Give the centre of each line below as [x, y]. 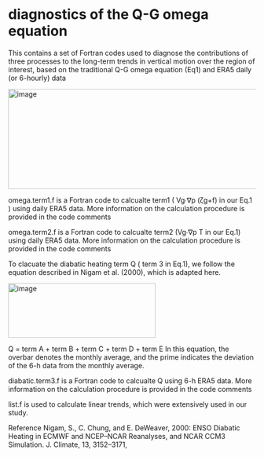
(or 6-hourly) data [37, 78]
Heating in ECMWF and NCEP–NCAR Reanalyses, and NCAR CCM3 [117, 436]
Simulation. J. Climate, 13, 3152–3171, [68, 444]
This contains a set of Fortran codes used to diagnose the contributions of [128, 53]
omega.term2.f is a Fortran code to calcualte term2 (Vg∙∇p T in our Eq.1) [125, 232]
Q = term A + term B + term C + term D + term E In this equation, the [119, 349]
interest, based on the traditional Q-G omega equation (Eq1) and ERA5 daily [130, 69]
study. [18, 412]
